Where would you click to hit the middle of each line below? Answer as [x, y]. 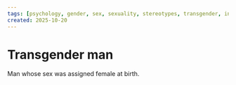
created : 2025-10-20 [38, 20]
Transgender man [60, 55]
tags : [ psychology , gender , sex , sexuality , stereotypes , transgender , [114, 14]
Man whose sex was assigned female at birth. [73, 74]
